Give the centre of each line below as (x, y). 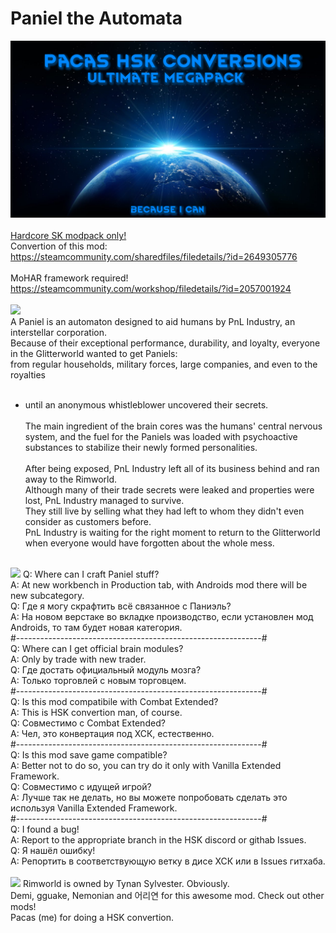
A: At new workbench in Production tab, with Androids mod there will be (159, 585)
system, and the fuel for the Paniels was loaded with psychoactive (161, 437)
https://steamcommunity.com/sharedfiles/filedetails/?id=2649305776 (154, 257)
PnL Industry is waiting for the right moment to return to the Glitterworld (172, 533)
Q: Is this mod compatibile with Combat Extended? (114, 702)
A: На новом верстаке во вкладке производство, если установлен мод (162, 617)
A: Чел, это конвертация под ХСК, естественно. (112, 734)
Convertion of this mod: (59, 246)
